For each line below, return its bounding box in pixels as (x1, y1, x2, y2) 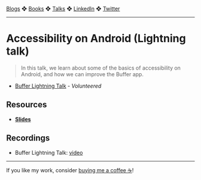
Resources (6, 100, 47, 110)
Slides (14, 115, 31, 122)
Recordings (6, 133, 50, 143)
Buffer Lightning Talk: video (14, 149, 83, 156)
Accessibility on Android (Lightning (6, 32, 187, 46)
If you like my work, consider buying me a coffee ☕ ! (6, 166, 134, 173)
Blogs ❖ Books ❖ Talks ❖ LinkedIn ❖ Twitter (6, 5, 120, 12)
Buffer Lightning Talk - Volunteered (14, 82, 102, 89)
